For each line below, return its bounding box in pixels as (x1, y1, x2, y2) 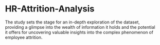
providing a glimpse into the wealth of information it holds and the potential (5, 24, 156, 30)
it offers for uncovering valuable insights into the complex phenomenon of (5, 29, 154, 35)
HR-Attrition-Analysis (5, 3, 95, 14)
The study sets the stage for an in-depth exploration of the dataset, (5, 19, 140, 25)
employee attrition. (5, 34, 43, 40)
